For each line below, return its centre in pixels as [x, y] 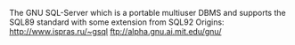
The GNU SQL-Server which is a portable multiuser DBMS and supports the [148, 13]
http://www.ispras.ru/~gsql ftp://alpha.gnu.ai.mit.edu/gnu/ [115, 31]
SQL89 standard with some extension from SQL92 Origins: [117, 22]
